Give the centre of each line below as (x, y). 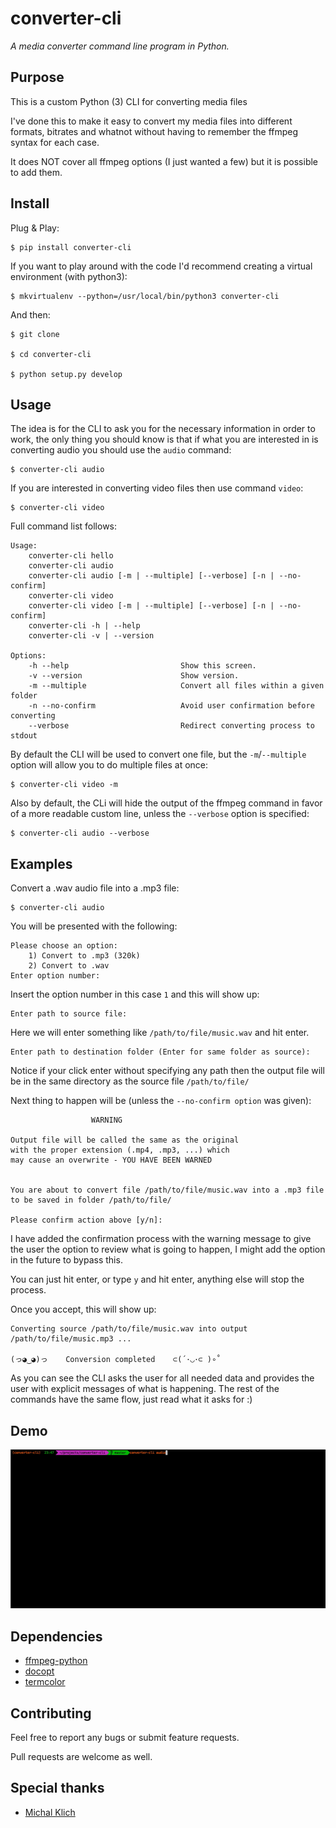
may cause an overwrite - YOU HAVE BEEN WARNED (111, 1160)
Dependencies (56, 1636)
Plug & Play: (35, 228)
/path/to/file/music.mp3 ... (71, 1339)
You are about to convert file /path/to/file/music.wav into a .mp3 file (167, 1190)
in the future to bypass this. (66, 1260)
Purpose (37, 77)
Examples (41, 863)
